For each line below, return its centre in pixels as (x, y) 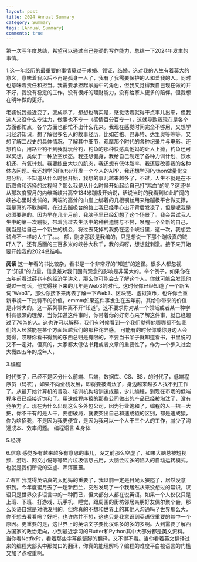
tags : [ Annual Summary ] (35, 28)
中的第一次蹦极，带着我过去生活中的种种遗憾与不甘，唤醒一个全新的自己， (101, 222)
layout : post (22, 11)
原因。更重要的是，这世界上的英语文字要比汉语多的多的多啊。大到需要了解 (96, 524)
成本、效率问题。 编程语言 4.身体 (51, 428)
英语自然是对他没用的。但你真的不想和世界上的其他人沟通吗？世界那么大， (101, 509)
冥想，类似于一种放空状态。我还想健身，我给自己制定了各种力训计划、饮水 (101, 156)
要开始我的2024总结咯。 (36, 251)
